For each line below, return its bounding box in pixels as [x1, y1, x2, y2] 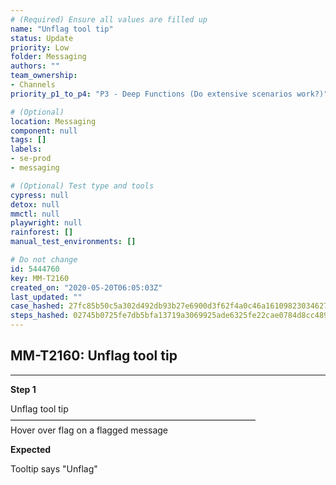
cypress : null [10, 190, 70, 200]
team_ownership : [10, 71, 78, 81]
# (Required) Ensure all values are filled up [10, 14, 208, 25]
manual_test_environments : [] [10, 237, 137, 247]
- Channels [10, 80, 56, 90]
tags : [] [10, 135, 47, 145]
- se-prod [10, 154, 52, 164]
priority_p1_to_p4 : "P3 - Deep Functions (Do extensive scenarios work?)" [10, 89, 329, 99]
